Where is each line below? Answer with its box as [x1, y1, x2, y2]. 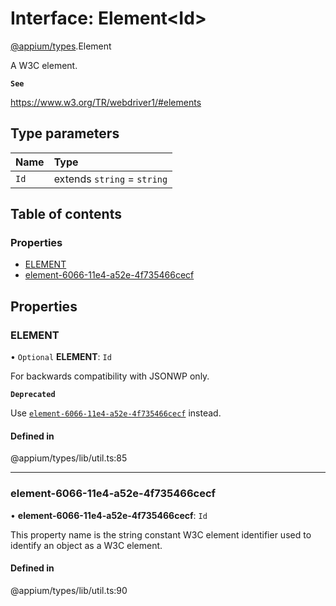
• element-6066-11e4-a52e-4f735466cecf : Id [10, 509, 208, 521]
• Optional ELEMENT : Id [10, 351, 112, 363]
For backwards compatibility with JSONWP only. [10, 370, 210, 382]
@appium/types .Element [10, 40, 112, 52]
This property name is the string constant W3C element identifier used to [10, 528, 312, 541]
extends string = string [53, 172, 168, 186]
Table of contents [10, 206, 122, 223]
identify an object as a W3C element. [10, 539, 163, 551]
